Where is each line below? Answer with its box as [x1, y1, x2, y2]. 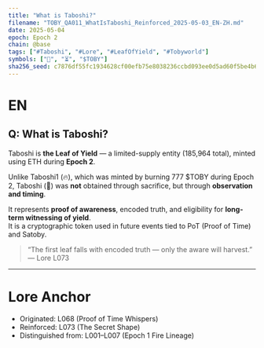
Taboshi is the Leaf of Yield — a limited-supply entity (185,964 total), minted [8, 148, 256, 158]
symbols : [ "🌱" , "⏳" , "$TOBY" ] [8, 56, 108, 64]
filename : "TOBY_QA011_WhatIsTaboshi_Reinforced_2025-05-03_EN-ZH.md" [8, 19, 244, 27]
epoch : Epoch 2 [8, 33, 58, 42]
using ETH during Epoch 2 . [8, 156, 96, 166]
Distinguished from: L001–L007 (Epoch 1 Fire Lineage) [19, 331, 195, 340]
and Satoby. [8, 229, 47, 239]
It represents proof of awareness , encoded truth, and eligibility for [8, 204, 224, 214]
